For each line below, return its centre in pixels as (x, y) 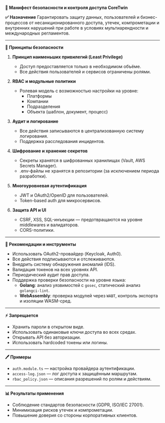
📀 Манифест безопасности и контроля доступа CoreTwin (67, 8)
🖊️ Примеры (18, 357)
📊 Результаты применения (35, 393)
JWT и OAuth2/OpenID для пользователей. (64, 195)
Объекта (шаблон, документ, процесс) (67, 112)
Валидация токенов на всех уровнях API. (55, 269)
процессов (16, 23)
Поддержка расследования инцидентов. (62, 141)
